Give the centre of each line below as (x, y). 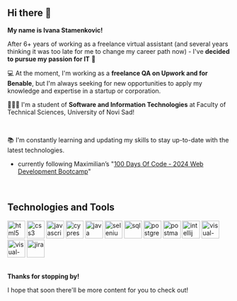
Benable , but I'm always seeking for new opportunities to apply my (105, 83)
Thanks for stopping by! (44, 276)
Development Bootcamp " (54, 171)
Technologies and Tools (61, 207)
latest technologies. (36, 150)
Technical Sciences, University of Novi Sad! (71, 112)
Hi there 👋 (29, 13)
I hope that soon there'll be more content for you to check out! (98, 290)
